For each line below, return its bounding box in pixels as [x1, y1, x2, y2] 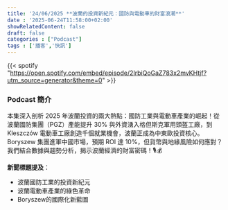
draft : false [7, 29, 45, 37]
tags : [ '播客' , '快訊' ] [7, 42, 71, 49]
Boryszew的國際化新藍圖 [17, 195, 89, 204]
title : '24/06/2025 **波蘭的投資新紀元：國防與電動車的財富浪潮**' [7, 10, 185, 17]
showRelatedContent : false [7, 23, 85, 30]
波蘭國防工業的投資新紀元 [17, 178, 91, 186]
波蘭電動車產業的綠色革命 [17, 186, 91, 195]
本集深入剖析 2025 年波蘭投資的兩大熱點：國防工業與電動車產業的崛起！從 [7, 112, 220, 120]
